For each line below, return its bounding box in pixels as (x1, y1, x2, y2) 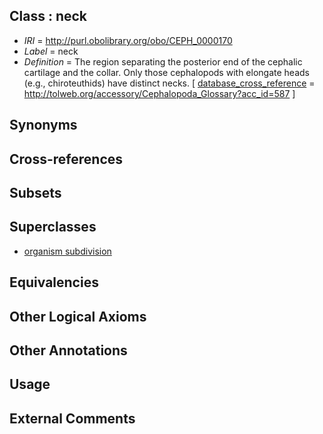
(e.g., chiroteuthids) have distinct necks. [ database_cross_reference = (23, 77, 316, 89)
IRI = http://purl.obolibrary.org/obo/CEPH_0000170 (23, 34, 233, 46)
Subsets (9, 184, 62, 201)
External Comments (9, 410, 136, 427)
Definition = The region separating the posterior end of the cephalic (23, 55, 303, 68)
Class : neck (9, 8, 88, 25)
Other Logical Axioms (9, 308, 147, 325)
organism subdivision (23, 245, 112, 257)
